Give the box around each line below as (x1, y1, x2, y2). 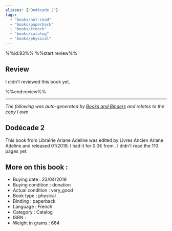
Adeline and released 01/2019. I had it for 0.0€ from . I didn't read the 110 (5, 142, 159, 149)
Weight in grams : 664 (12, 220, 60, 226)
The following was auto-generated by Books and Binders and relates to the (5, 103, 165, 109)
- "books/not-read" (10, 17, 52, 22)
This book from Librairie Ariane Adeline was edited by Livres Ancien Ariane (5, 137, 164, 143)
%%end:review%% (5, 88, 47, 95)
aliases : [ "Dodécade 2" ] (5, 7, 58, 13)
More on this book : (5, 162, 68, 172)
